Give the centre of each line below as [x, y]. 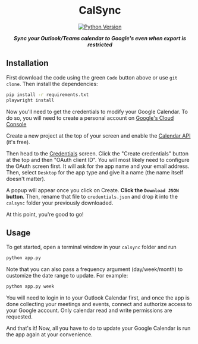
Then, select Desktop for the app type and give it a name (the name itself [95, 172]
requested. [19, 317]
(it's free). [18, 142]
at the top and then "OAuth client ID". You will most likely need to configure [98, 160]
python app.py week [30, 286]
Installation [27, 63]
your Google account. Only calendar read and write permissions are [89, 310]
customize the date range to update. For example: [67, 276]
